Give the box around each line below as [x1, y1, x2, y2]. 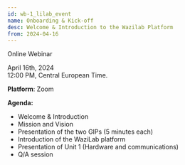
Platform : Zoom [7, 85, 54, 93]
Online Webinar [7, 50, 53, 58]
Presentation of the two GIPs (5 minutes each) [17, 127, 154, 136]
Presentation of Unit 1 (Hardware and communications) [17, 143, 179, 151]
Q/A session [17, 150, 53, 159]
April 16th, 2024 [7, 63, 55, 72]
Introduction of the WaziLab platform [17, 135, 126, 144]
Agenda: [7, 99, 33, 107]
